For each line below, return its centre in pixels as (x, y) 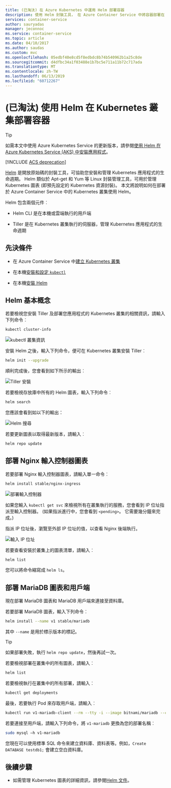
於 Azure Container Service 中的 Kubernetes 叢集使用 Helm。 (69, 191)
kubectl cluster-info (28, 330)
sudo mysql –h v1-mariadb (33, 733)
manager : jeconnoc (25, 29)
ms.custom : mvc (21, 52)
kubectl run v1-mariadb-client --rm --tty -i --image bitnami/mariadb (82, 713)
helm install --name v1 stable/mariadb (48, 622)
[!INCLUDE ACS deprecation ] (36, 162)
